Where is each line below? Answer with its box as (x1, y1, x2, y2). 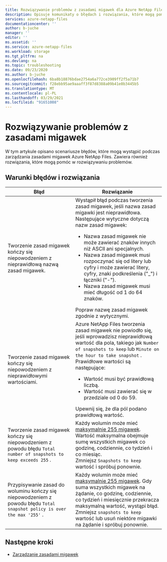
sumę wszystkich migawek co (75, 438, 146, 445)
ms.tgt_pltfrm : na (5, 53, 43, 59)
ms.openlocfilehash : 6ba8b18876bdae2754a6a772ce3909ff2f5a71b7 (5, 77, 139, 82)
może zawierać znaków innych (83, 239, 156, 246)
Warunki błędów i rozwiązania (5, 173, 100, 182)
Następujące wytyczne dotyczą (75, 215, 149, 222)
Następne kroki (5, 538, 54, 547)
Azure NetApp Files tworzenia (75, 320, 145, 327)
